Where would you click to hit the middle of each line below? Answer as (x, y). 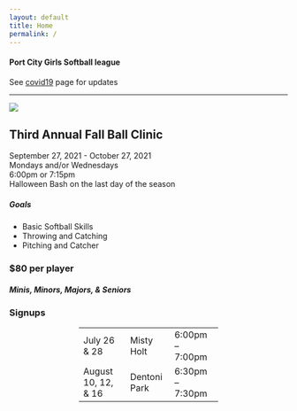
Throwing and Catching (65, 237)
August (98, 371)
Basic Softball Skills (57, 227)
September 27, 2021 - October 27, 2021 (80, 156)
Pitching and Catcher (60, 245)
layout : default (39, 17)
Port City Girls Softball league (65, 62)
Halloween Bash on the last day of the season (92, 184)
